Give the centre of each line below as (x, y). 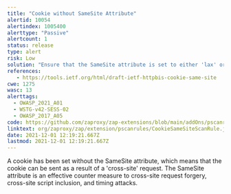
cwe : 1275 (21, 84)
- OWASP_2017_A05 (38, 116)
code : (15, 122)
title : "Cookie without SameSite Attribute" (72, 13)
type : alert (24, 52)
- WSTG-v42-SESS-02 (41, 109)
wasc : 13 (20, 90)
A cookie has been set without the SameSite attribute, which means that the (114, 161)
